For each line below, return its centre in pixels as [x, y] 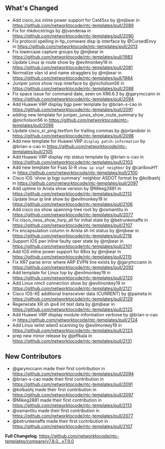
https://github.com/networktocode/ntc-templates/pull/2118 [72, 236]
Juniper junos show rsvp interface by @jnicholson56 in [68, 83]
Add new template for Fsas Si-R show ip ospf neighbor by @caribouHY [85, 167]
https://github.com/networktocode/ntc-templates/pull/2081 [73, 67]
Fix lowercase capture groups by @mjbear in [58, 51]
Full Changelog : [21, 436]
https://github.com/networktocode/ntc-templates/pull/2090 [73, 36]
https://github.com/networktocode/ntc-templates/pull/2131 [72, 341]
